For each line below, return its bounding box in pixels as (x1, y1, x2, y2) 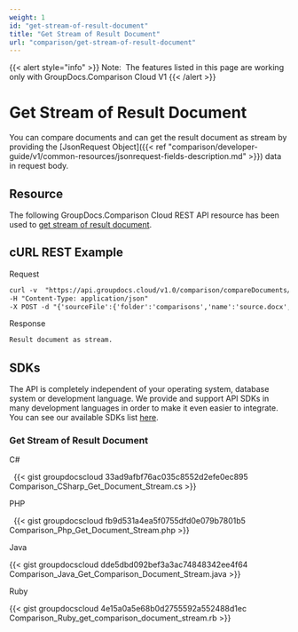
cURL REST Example (9, 245, 124, 260)
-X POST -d (9, 302, 50, 311)
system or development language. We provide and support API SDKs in (9, 393, 270, 404)
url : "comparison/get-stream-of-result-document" (9, 37, 197, 47)
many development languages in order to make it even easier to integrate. (9, 403, 278, 413)
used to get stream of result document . (9, 220, 153, 229)
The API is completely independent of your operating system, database (9, 384, 270, 395)
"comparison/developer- (168, 141, 259, 152)
